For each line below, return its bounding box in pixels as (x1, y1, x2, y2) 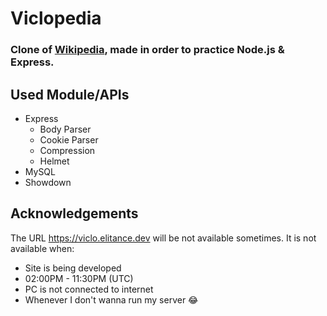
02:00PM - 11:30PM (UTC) (24, 272, 134, 284)
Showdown (24, 176, 72, 188)
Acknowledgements (10, 205, 139, 222)
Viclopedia (10, 7, 102, 30)
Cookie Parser (39, 133, 99, 146)
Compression (39, 144, 96, 156)
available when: (10, 242, 75, 254)
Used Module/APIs (10, 86, 130, 103)
